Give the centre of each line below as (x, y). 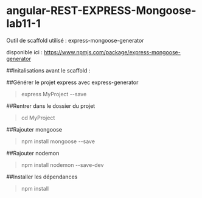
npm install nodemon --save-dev (62, 164)
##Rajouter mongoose (34, 129)
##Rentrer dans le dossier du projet (51, 106)
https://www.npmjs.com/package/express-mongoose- (112, 52)
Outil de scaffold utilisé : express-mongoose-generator (75, 40)
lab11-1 (23, 23)
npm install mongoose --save (58, 141)
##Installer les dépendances (42, 177)
